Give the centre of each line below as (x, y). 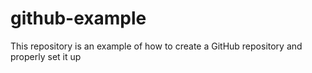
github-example (78, 18)
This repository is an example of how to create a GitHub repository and (156, 46)
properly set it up (46, 56)
